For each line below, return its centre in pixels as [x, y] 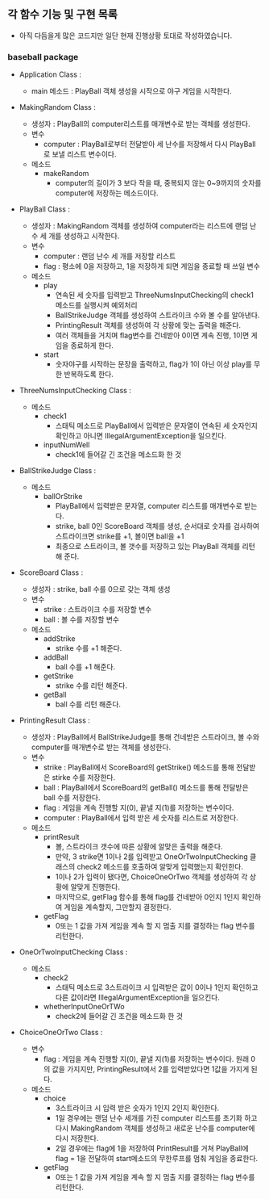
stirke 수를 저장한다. [84, 778]
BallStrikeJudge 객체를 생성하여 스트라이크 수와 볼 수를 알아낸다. [157, 315]
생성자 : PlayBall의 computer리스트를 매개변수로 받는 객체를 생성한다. [141, 124]
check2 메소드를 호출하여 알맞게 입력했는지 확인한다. [160, 867]
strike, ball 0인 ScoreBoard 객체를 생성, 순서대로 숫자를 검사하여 [157, 526]
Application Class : [50, 74]
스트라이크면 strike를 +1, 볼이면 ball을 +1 [120, 536]
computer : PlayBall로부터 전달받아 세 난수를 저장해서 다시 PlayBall [149, 145]
